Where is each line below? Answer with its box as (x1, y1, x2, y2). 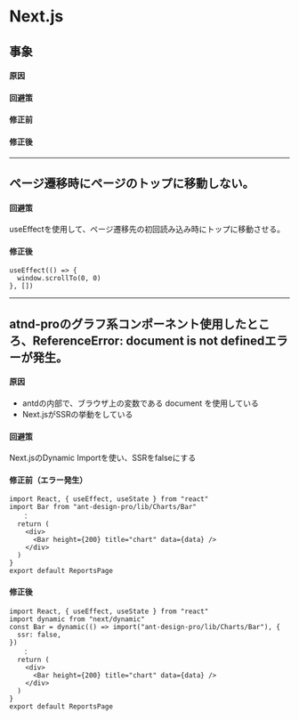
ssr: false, (17, 630, 62, 639)
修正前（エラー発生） (9, 474, 87, 485)
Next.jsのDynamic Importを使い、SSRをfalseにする (9, 452, 197, 464)
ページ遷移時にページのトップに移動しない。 (9, 175, 255, 190)
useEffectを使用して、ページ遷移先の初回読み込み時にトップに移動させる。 (9, 224, 285, 235)
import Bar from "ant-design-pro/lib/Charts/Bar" (9, 503, 198, 512)
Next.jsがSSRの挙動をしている (21, 409, 133, 419)
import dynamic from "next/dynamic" (9, 614, 145, 624)
